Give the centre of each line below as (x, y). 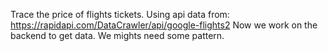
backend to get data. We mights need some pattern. (117, 35)
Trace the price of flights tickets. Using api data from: (120, 14)
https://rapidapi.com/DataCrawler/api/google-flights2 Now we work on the (164, 25)
